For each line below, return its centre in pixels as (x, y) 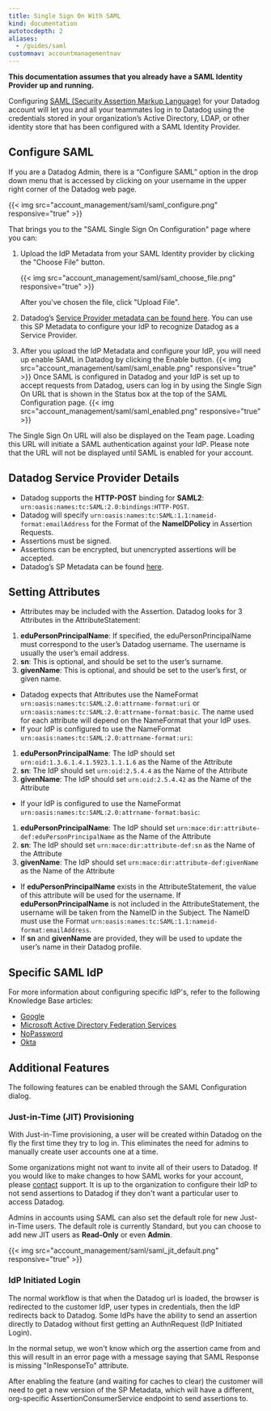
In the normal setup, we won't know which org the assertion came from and (134, 1348)
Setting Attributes (55, 592)
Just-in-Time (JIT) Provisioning (72, 1117)
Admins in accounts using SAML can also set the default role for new (123, 1218)
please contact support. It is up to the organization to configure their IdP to (133, 1185)
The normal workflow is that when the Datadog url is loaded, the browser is (134, 1297)
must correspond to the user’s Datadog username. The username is (133, 645)
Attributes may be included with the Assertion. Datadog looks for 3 (131, 611)
